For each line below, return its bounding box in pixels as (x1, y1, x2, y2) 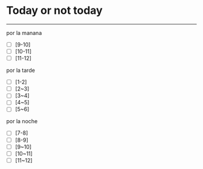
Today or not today (6, 4, 103, 18)
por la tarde (6, 67, 35, 74)
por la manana (6, 29, 42, 36)
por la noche (6, 118, 38, 125)
